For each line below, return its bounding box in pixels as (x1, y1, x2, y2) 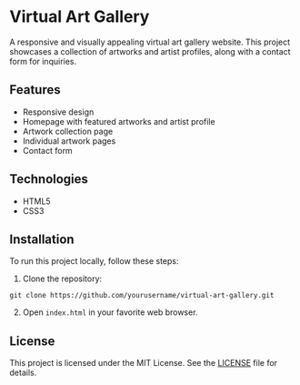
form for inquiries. (9, 56, 77, 66)
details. (9, 367, 37, 379)
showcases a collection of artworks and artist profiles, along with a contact (9, 46, 291, 56)
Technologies (9, 171, 89, 187)
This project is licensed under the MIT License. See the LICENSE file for (9, 358, 278, 369)
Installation (9, 231, 75, 247)
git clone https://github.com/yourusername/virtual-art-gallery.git (9, 291, 275, 300)
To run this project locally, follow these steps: (9, 256, 179, 267)
